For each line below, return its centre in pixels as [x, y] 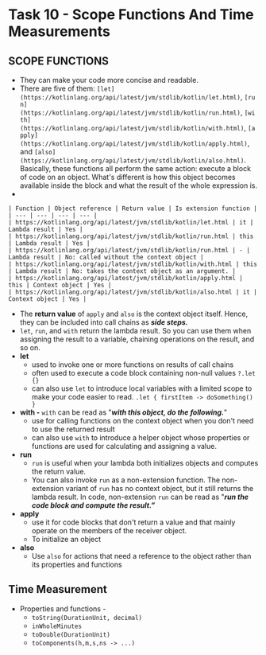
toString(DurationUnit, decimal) [87, 618]
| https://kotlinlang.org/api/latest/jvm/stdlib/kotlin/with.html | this [133, 264]
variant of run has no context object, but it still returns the [160, 488]
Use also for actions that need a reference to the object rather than [141, 556]
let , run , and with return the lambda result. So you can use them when [135, 331]
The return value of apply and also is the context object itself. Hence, [134, 314]
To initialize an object [66, 539]
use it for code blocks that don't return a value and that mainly [133, 522]
